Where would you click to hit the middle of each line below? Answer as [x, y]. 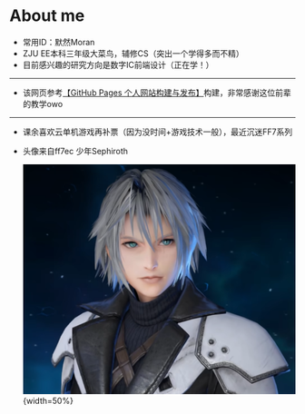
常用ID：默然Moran [59, 42]
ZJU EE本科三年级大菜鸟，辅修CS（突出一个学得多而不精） [133, 53]
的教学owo [43, 103]
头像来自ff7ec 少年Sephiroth [75, 151]
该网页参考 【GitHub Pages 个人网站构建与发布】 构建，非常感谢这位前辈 [157, 93]
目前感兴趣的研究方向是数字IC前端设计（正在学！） [118, 64]
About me [47, 16]
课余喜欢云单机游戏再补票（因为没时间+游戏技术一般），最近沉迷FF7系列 [157, 132]
